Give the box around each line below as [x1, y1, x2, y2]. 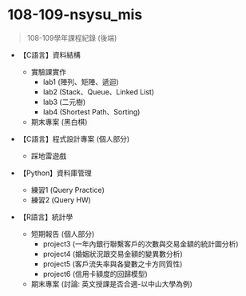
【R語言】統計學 [18, 212, 73, 222]
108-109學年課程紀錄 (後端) [26, 33, 117, 42]
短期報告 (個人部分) [30, 229, 95, 238]
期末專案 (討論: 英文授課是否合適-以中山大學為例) [30, 278, 193, 289]
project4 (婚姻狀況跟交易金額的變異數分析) [42, 249, 183, 258]
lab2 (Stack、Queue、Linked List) [42, 86, 155, 97]
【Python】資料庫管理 [18, 168, 93, 178]
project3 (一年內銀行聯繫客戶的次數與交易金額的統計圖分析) [42, 238, 239, 249]
